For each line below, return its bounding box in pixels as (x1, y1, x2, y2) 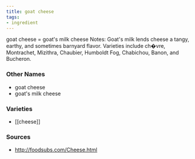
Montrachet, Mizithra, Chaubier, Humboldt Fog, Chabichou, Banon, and (6, 49, 179, 56)
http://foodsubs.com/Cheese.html (14, 146, 97, 154)
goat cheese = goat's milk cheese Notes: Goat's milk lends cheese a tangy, (6, 36, 190, 43)
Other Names (6, 70, 45, 79)
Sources (6, 132, 31, 141)
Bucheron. (6, 56, 31, 63)
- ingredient (6, 20, 38, 25)
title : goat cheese (6, 8, 54, 15)
